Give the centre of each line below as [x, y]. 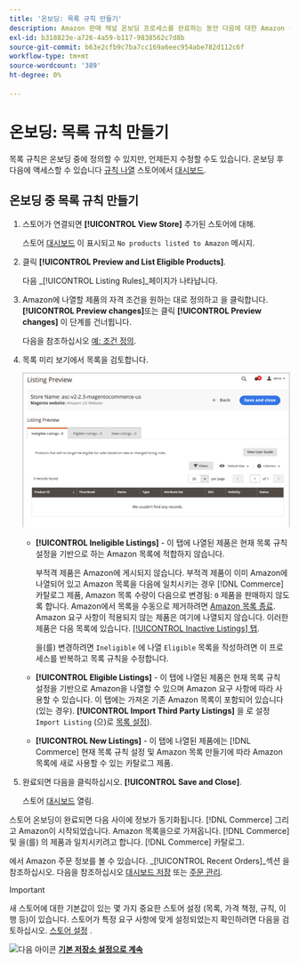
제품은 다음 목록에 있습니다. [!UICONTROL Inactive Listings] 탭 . [147, 628]
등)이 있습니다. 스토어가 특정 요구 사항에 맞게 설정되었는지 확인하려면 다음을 [149, 919]
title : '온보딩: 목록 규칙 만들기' [66, 19]
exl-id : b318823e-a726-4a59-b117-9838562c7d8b [97, 37]
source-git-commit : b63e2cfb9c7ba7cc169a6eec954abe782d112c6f [127, 47]
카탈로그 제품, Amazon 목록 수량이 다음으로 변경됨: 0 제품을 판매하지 [154, 595]
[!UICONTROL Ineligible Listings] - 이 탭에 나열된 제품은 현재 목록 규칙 [161, 542]
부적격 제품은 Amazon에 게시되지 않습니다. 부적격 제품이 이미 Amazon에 [162, 572]
